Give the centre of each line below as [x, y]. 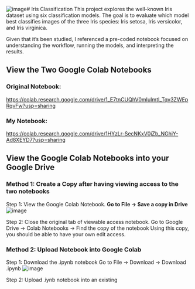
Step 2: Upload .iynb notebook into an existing [62, 280]
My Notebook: [27, 121]
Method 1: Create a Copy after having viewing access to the [92, 184]
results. [15, 52]
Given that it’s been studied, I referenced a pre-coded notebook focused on [97, 39]
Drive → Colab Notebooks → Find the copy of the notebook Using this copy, [97, 228]
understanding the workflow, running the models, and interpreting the [90, 45]
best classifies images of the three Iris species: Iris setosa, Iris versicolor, [94, 21]
